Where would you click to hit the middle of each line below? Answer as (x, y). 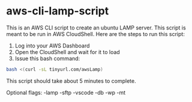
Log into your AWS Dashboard (52, 46)
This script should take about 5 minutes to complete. (71, 81)
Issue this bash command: (47, 58)
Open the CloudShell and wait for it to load (67, 52)
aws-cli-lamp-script (58, 11)
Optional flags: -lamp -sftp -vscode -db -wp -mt (66, 92)
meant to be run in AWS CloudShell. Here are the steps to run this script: (95, 34)
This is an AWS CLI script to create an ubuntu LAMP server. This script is (96, 28)
